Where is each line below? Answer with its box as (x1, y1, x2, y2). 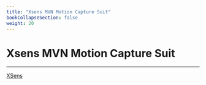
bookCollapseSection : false (6, 15, 78, 21)
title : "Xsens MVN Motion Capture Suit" (6, 8, 112, 15)
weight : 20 (6, 20, 34, 26)
